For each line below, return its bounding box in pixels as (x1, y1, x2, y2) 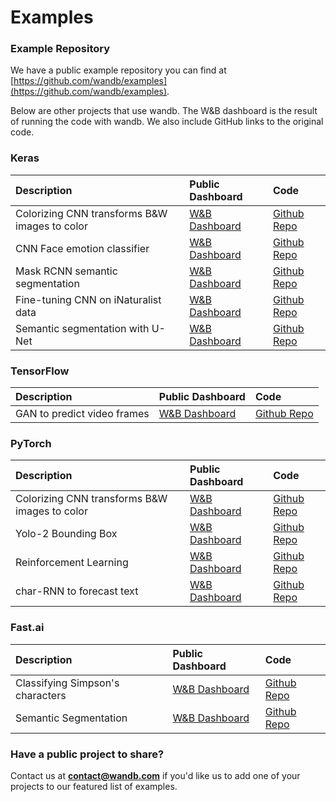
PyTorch (10, 437, 52, 450)
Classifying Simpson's (15, 676, 120, 690)
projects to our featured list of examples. (10, 780, 178, 792)
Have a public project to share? (10, 747, 165, 761)
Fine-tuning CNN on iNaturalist (15, 292, 162, 306)
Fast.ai (10, 621, 45, 635)
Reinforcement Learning (15, 556, 129, 570)
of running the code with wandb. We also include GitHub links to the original (10, 116, 324, 128)
